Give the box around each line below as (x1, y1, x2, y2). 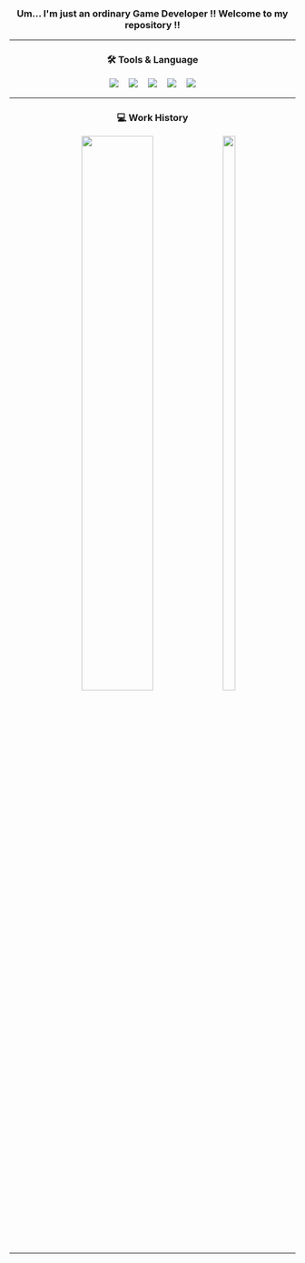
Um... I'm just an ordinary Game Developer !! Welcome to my (16, 7, 289, 20)
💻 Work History (116, 111, 189, 124)
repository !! (124, 18, 181, 31)
